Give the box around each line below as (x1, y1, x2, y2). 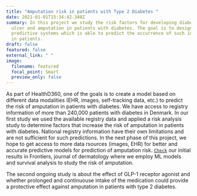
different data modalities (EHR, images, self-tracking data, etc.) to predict (6, 97, 183, 104)
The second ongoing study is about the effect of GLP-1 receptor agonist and (6, 171, 191, 178)
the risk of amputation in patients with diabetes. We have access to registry (6, 103, 188, 110)
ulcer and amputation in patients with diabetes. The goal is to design (11, 25, 193, 31)
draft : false (6, 42, 38, 48)
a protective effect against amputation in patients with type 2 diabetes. (6, 183, 177, 190)
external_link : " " (6, 52, 54, 58)
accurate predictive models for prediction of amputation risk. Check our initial (6, 147, 191, 154)
